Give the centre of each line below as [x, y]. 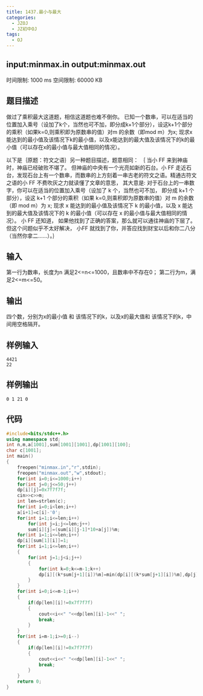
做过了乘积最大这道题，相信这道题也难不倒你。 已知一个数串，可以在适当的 [100, 116]
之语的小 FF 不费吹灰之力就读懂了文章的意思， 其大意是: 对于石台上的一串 [98, 182]
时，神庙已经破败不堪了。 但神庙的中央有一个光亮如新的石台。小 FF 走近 [96, 167]
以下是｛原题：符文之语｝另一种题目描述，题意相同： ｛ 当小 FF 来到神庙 [97, 160]
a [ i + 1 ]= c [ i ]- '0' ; [39, 512]
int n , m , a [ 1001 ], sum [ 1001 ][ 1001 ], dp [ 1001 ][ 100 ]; [69, 445]
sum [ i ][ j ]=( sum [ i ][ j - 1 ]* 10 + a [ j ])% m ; [74, 529]
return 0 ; [30, 682]
